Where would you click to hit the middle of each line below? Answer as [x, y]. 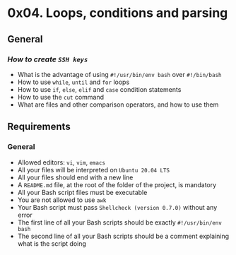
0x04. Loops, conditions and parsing [118, 13]
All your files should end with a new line [75, 177]
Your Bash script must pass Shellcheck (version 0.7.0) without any [117, 207]
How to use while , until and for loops [73, 82]
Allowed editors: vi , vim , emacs [61, 162]
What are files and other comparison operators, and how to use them [118, 105]
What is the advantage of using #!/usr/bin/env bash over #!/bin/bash [119, 74]
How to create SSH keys [48, 59]
